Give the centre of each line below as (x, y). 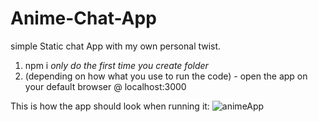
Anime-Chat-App (83, 18)
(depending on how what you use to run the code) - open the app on (166, 76)
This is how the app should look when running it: (110, 106)
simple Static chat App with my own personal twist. (116, 46)
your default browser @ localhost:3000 (105, 86)
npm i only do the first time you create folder (116, 65)
